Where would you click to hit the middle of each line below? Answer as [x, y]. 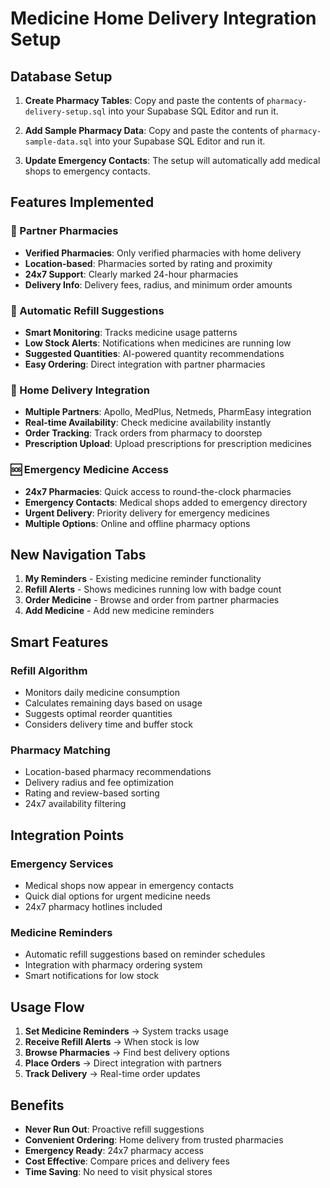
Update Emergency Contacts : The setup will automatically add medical [172, 160]
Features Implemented [82, 202]
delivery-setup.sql [65, 112]
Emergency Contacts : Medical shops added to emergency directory [166, 502]
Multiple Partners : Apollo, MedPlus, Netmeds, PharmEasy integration [168, 412]
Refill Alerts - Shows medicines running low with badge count [153, 589]
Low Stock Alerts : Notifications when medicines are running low [158, 343]
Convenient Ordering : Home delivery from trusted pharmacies [154, 1139]
